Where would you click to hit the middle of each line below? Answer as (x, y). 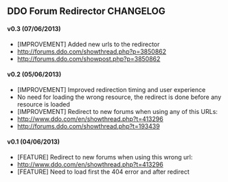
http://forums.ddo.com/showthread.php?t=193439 (88, 126)
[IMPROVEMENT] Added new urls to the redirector (88, 44)
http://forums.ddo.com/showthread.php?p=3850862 (92, 52)
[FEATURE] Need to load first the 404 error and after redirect (103, 172)
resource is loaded (44, 104)
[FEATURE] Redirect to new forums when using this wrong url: (105, 157)
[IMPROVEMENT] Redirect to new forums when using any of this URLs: (117, 111)
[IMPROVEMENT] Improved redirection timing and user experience (111, 89)
